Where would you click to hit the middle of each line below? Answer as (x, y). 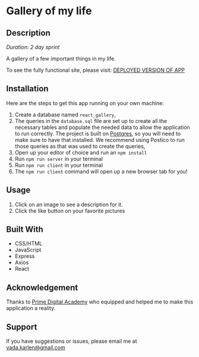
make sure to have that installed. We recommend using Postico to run (100, 140)
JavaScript (28, 250)
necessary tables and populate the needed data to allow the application (102, 127)
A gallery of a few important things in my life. (61, 59)
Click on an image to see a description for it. (69, 204)
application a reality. (31, 308)
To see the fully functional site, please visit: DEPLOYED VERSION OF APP (96, 70)
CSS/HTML (29, 244)
